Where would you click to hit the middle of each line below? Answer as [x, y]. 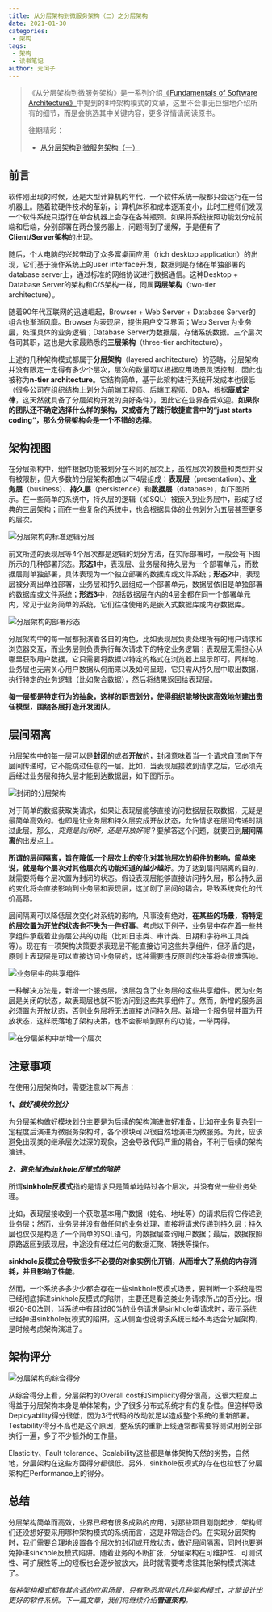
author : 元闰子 [32, 69]
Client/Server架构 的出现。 [53, 236]
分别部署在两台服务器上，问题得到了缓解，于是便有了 [132, 227]
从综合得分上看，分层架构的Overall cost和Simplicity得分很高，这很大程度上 [133, 1395]
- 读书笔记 [28, 62]
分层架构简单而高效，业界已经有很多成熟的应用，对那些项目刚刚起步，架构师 [136, 1522]
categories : [28, 31]
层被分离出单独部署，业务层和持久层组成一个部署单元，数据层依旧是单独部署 [136, 585]
